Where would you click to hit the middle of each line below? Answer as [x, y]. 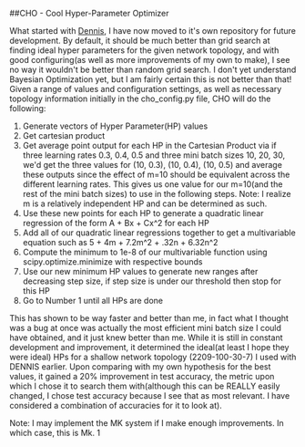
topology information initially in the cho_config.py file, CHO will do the [140, 99]
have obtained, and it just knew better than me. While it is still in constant [146, 338]
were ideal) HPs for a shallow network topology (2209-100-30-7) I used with [153, 357]
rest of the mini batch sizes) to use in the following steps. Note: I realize [157, 194]
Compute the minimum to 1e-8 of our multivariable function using [145, 252]
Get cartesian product [64, 135]
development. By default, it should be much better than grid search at [140, 41]
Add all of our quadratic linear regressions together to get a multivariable [159, 233]
